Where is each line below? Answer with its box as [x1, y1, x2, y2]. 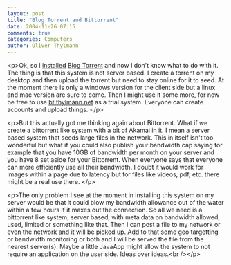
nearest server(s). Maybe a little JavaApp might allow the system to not [7, 243, 211, 250]
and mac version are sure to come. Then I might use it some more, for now [7, 91, 220, 99]
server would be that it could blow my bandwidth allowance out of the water [7, 199, 224, 206]
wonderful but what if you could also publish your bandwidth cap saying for [7, 141, 223, 149]
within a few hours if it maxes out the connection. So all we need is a [7, 205, 203, 214]
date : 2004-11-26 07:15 [7, 23, 76, 30]
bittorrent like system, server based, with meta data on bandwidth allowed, [7, 213, 220, 221]
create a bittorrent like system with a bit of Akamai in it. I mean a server [7, 126, 210, 134]
